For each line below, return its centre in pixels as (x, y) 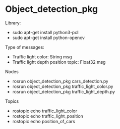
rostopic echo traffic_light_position (48, 116)
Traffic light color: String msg (42, 57)
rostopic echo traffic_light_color (45, 111)
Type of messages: (25, 47)
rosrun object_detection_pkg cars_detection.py (60, 81)
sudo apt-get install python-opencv (49, 38)
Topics (12, 101)
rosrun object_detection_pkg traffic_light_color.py (63, 86)
